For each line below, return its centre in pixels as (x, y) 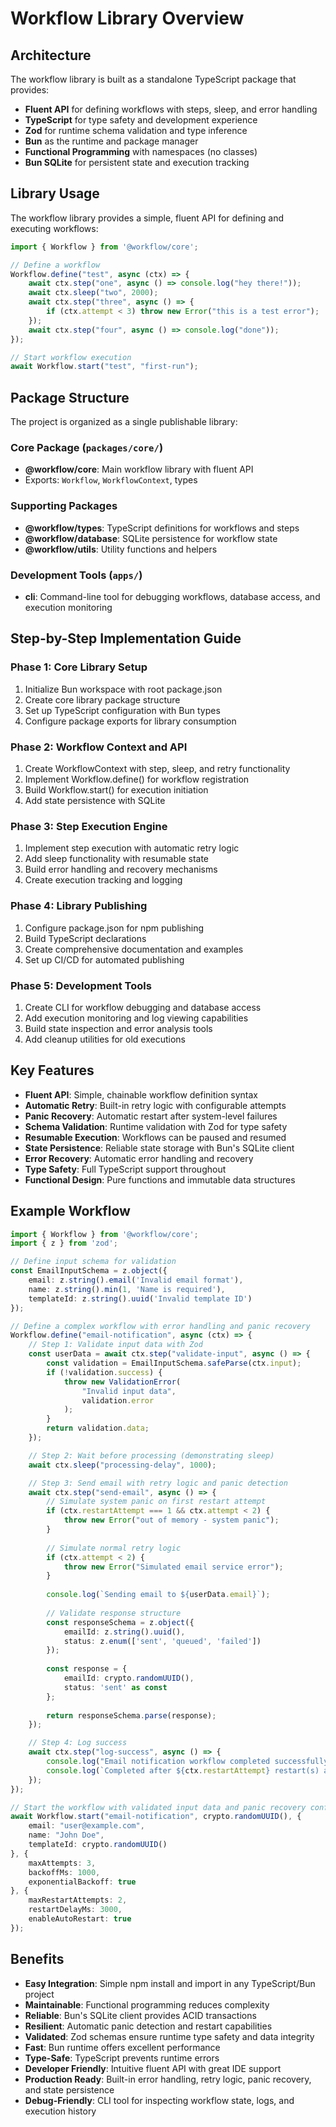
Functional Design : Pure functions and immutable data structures (160, 1179)
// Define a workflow (55, 265)
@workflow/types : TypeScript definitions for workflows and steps (162, 528)
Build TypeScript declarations (85, 938)
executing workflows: (54, 228)
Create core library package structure (102, 699)
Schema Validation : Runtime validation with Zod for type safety (156, 1126)
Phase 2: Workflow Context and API (99, 747)
